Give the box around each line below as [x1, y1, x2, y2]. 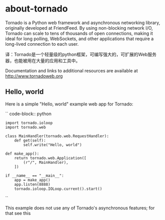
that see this [5, 210, 31, 216]
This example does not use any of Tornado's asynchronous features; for [5, 204, 155, 211]
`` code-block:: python [5, 111, 52, 117]
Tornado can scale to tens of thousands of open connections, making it [5, 30, 153, 36]
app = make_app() [14, 177, 51, 182]
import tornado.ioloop [5, 120, 53, 126]
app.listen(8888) [14, 182, 51, 187]
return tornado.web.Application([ [14, 155, 87, 161]
